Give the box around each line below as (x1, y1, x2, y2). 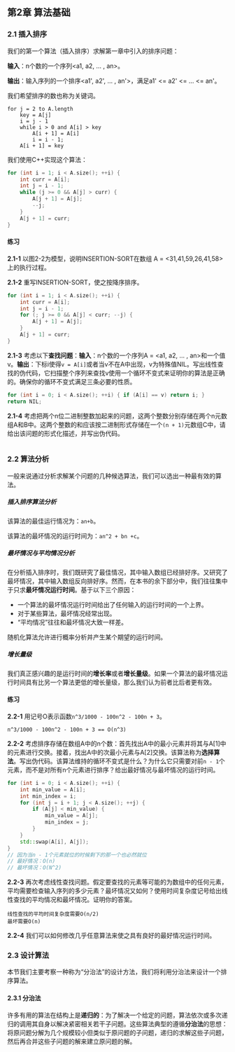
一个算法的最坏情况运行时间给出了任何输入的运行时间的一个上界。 (17, 600, 208, 608)
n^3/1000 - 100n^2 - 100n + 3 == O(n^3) (7, 726, 127, 733)
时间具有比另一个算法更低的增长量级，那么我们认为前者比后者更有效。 (13, 678, 215, 686)
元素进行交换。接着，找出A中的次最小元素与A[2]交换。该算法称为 (13, 748, 202, 756)
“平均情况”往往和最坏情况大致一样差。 (17, 617, 128, 626)
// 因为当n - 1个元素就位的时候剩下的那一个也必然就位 (7, 851, 147, 859)
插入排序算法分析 (7, 498, 57, 506)
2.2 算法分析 (7, 454, 50, 464)
